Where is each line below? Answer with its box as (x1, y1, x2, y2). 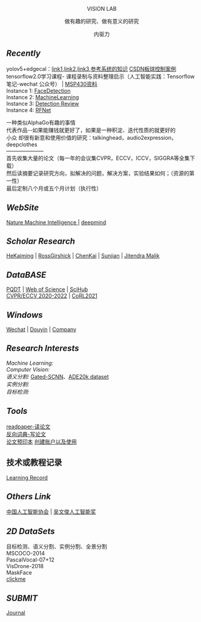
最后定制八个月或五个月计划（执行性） (6, 185, 102, 192)
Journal (6, 609, 25, 616)
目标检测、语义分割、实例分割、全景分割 (6, 543, 107, 550)
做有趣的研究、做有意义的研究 (64, 18, 139, 25)
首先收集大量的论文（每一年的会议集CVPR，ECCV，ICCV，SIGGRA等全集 (6, 154, 190, 162)
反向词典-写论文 (6, 430, 47, 437)
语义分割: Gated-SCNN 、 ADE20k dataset (6, 373, 109, 380)
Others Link (6, 491, 51, 502)
